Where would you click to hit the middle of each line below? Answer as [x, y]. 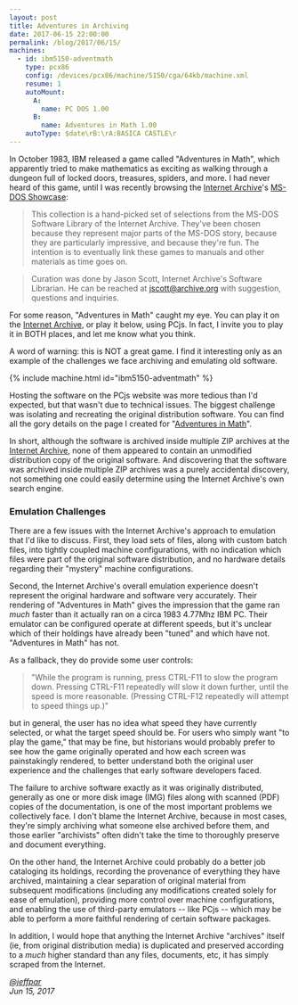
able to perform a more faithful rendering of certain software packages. [140, 919]
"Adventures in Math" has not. [64, 643]
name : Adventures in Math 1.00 [99, 126]
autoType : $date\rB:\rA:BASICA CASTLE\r [101, 134]
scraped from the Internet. [57, 965]
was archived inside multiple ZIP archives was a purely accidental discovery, [149, 469]
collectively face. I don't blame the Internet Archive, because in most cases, [148, 816]
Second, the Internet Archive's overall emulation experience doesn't [134, 586]
